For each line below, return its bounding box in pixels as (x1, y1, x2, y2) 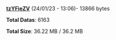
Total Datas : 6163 (6, 16, 50, 23)
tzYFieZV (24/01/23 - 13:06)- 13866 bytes (6, 5, 110, 12)
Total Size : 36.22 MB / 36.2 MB (6, 28, 83, 35)
